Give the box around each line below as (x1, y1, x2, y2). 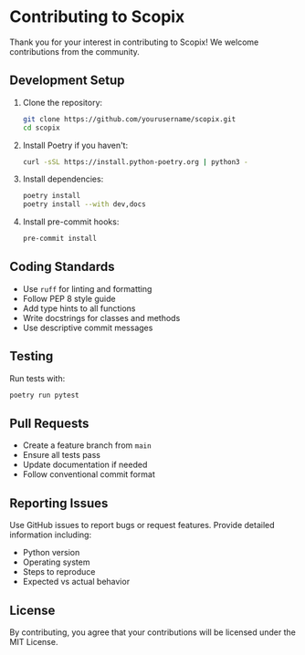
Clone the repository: (22, 97, 103, 108)
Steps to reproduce (22, 567, 96, 577)
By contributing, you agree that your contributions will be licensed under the (9, 627, 297, 638)
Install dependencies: (22, 173, 104, 184)
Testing (9, 348, 54, 364)
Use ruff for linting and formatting (22, 283, 152, 294)
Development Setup (9, 73, 125, 88)
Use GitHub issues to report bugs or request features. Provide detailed (9, 520, 276, 531)
